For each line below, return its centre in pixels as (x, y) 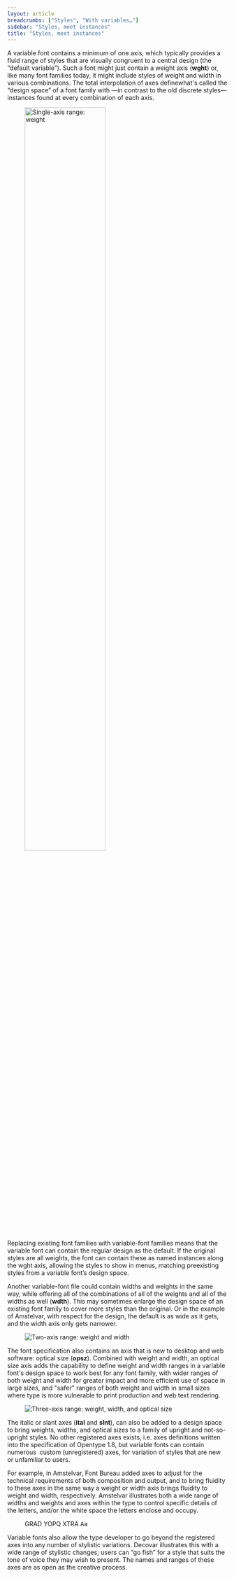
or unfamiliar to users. (39, 1460)
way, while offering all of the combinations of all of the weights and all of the (117, 1294)
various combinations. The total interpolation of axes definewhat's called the (117, 83)
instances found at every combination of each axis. (81, 98)
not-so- (215, 1430)
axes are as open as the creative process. (67, 1568)
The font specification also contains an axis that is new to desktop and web (116, 1351)
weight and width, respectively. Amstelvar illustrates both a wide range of (113, 1495)
